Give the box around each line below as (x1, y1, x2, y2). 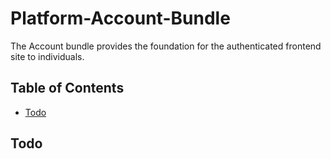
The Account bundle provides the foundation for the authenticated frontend (10, 40, 322, 52)
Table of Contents (10, 80, 125, 97)
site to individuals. (10, 50, 85, 62)
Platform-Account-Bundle (10, 7, 231, 30)
